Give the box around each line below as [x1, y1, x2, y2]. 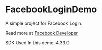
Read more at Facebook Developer [5, 30, 78, 36]
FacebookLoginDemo [5, 4, 97, 15]
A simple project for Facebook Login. [5, 20, 83, 26]
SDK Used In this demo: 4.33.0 [5, 39, 70, 46]
